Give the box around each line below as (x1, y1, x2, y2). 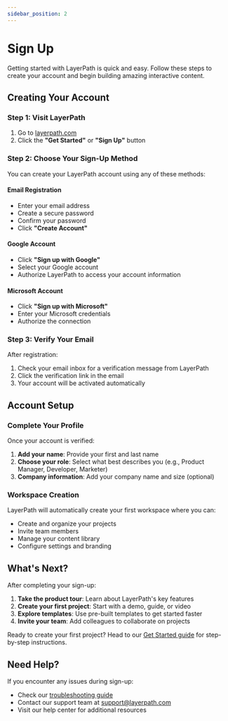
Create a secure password (17, 209, 95, 217)
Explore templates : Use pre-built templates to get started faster (17, 609, 203, 618)
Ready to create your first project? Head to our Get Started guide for (7, 630, 205, 639)
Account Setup (7, 399, 74, 411)
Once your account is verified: (7, 436, 95, 445)
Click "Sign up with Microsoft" (17, 302, 109, 311)
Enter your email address (17, 201, 90, 209)
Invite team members (17, 527, 79, 535)
